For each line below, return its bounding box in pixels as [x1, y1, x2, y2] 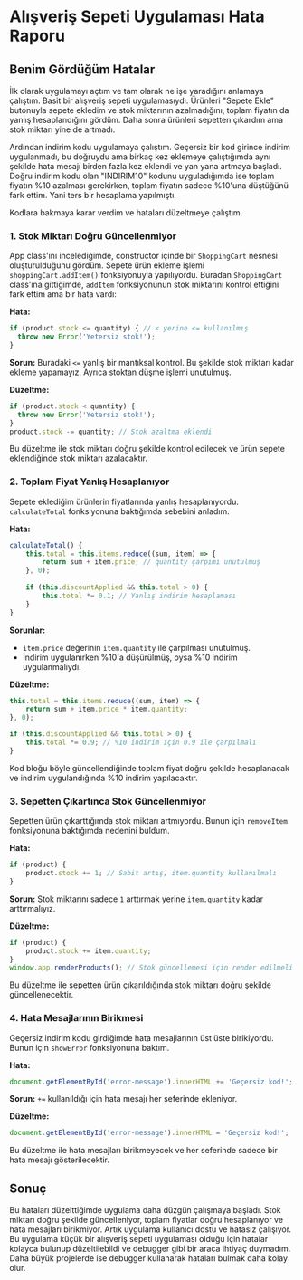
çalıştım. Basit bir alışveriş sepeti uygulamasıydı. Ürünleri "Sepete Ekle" [9, 95, 274, 106]
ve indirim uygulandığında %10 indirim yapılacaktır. [9, 772, 198, 783]
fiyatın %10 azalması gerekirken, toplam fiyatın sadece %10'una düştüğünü [9, 180, 289, 191]
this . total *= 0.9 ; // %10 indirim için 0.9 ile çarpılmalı [25, 738, 257, 748]
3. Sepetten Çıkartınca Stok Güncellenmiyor [9, 795, 206, 807]
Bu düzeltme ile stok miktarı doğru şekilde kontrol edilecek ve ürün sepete [9, 444, 285, 454]
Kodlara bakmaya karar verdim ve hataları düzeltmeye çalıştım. [9, 207, 243, 218]
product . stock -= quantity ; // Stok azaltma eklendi [9, 427, 213, 436]
